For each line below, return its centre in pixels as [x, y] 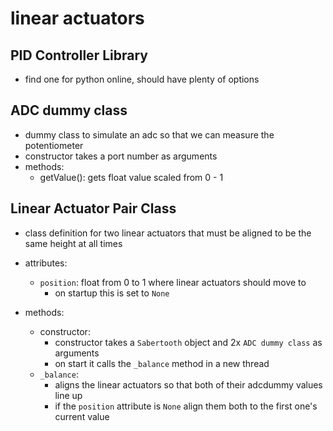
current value [82, 416]
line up [68, 395]
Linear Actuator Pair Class [93, 208]
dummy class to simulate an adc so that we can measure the [149, 134]
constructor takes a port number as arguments [121, 156]
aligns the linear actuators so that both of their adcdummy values [188, 384]
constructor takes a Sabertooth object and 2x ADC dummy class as [188, 342]
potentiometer [54, 145]
